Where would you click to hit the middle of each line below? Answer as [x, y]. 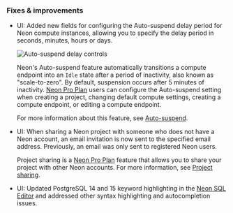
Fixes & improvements [45, 10]
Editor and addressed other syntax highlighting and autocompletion [113, 196]
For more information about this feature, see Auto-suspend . [102, 118]
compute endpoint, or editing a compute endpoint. [89, 105]
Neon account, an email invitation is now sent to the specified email [113, 139]
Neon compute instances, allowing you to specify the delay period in [115, 33]
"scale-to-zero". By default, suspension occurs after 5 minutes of [111, 82]
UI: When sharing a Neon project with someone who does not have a [115, 132]
